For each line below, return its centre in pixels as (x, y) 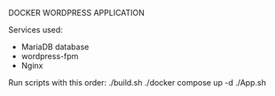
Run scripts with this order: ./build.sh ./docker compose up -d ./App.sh (137, 82)
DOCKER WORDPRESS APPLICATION (77, 13)
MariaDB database (55, 47)
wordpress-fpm (50, 56)
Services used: (35, 30)
